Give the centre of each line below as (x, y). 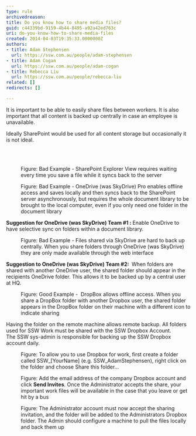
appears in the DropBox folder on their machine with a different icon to (106, 306)
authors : (17, 45)
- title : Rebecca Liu (32, 72)
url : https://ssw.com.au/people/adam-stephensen (72, 55)
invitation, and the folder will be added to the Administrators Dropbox (104, 414)
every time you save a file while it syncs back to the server (91, 175)
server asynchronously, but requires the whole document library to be (105, 199)
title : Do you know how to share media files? (64, 22)
